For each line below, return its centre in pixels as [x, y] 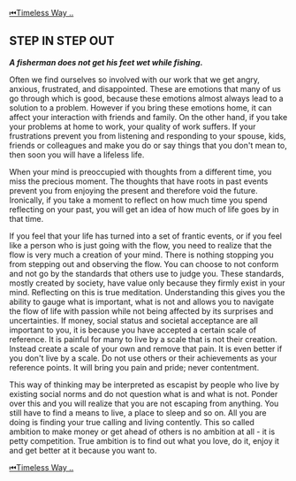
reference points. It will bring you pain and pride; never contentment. [134, 367]
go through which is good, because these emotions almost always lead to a [147, 98]
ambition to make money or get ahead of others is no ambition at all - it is [142, 431]
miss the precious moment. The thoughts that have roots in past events [139, 181]
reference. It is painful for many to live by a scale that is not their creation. [143, 339]
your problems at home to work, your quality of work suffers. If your [133, 126]
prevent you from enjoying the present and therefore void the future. [133, 190]
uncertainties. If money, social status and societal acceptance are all [134, 320]
